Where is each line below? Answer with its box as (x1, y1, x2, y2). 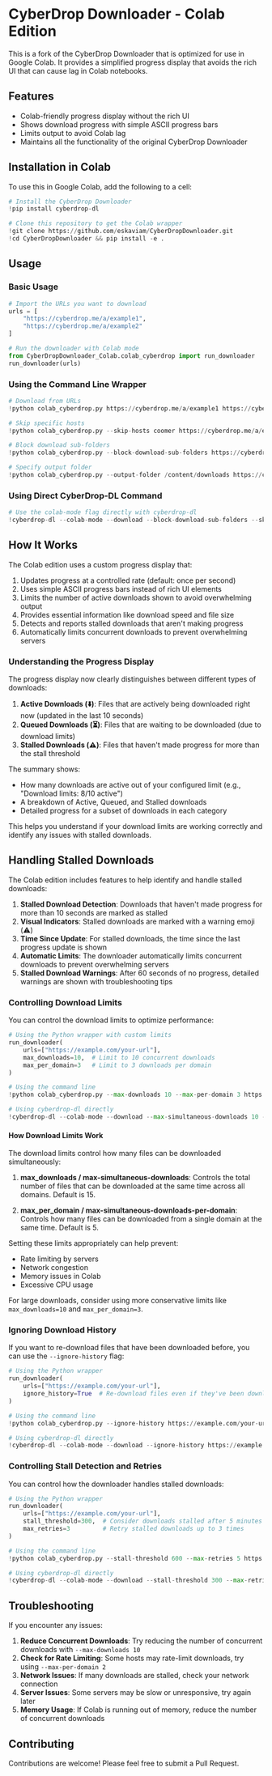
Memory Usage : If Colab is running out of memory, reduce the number (19, 1705, 257, 1714)
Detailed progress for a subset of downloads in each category (19, 806, 227, 816)
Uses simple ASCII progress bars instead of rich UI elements (19, 584, 223, 593)
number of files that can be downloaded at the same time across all (19, 1181, 245, 1191)
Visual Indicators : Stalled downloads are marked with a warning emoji (19, 916, 255, 926)
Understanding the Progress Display (8, 656, 155, 667)
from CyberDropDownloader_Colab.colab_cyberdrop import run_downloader (8, 351, 255, 360)
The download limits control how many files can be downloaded (8, 1149, 222, 1158)
